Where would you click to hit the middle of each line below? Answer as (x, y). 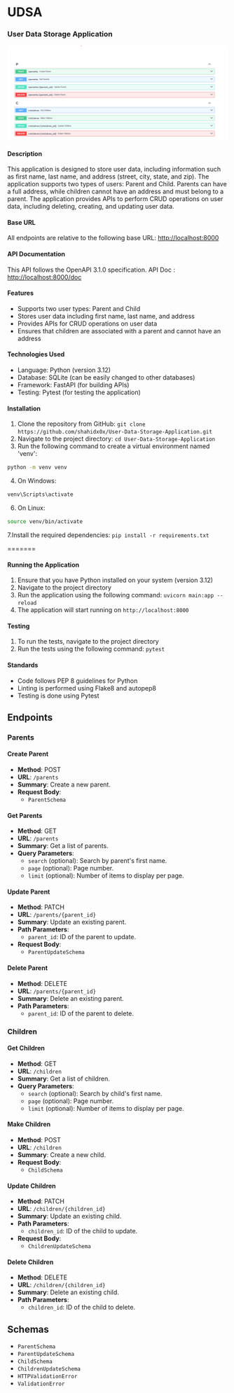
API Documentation (36, 254)
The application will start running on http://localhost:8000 (103, 610)
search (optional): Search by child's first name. (95, 1093)
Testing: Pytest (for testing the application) (79, 392)
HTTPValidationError (47, 1377)
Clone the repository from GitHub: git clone (81, 424)
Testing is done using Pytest (58, 695)
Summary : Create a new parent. (64, 784)
